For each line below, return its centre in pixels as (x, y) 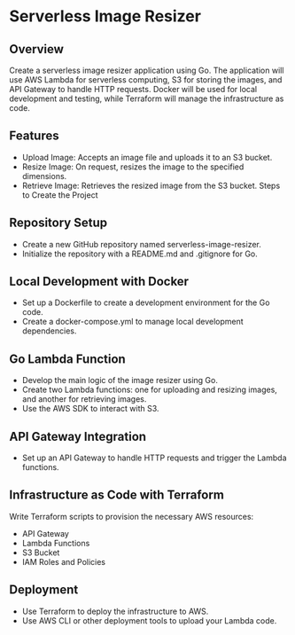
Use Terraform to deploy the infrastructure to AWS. (115, 611)
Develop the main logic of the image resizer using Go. (120, 380)
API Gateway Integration (78, 436)
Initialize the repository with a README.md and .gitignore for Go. (140, 254)
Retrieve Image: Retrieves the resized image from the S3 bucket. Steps (151, 185)
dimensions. (44, 176)
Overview (37, 49)
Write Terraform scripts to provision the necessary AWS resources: (132, 516)
